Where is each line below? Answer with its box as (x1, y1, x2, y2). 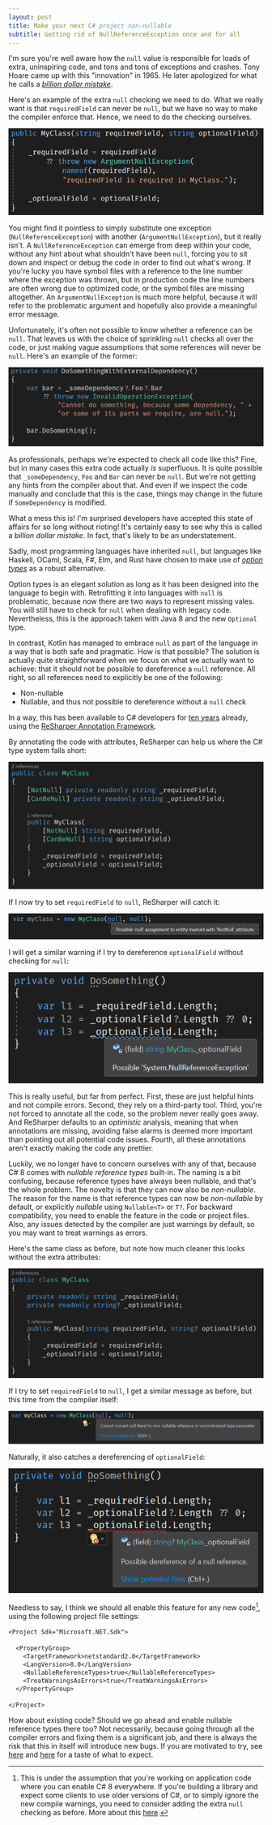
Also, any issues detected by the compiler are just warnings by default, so (8, 1219, 255, 1229)
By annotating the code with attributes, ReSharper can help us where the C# (8, 737, 263, 747)
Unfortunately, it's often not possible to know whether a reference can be (8, 325, 253, 334)
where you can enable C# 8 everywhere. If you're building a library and (19, 1781, 258, 1791)
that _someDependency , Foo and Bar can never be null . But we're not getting (8, 471, 257, 481)
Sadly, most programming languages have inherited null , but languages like (8, 546, 261, 556)
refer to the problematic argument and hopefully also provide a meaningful (8, 300, 257, 310)
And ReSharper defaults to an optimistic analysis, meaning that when (8, 1117, 239, 1127)
